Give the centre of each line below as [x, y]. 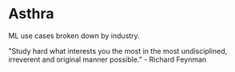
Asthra [31, 14]
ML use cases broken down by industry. [74, 36]
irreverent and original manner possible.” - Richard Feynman [108, 59]
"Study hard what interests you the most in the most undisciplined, [118, 51]
